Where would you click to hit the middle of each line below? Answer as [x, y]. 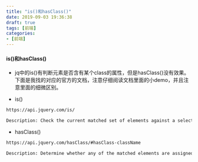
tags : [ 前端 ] [21, 28]
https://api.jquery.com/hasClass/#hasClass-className [74, 143]
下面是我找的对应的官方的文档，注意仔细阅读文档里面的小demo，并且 [99, 80]
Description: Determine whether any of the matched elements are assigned [100, 153]
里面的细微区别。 [41, 87]
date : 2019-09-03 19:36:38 [39, 17]
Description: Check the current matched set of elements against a [91, 121]
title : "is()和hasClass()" [39, 11]
